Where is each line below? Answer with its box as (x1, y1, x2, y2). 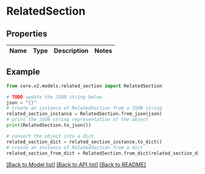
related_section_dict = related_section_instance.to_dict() (6, 139, 163, 145)
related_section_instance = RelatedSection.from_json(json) (6, 111, 163, 117)
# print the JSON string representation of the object (6, 117, 149, 123)
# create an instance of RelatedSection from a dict (6, 144, 143, 150)
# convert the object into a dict (6, 133, 95, 139)
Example (6, 67, 40, 77)
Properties (6, 29, 48, 39)
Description (54, 47, 88, 55)
